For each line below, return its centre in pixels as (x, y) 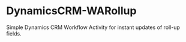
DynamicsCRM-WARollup (71, 11)
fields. (14, 33)
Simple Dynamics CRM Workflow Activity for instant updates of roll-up (93, 27)
